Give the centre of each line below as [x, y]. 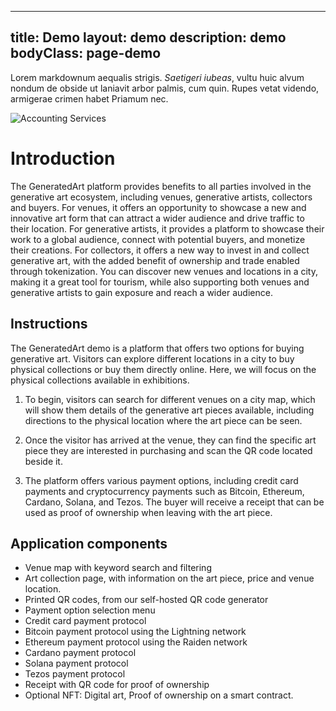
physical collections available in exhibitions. [100, 380]
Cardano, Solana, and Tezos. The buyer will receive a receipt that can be [174, 502]
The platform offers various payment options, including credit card [161, 480]
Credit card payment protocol [85, 621]
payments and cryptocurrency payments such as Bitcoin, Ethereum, [164, 491]
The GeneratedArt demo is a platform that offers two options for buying [157, 348]
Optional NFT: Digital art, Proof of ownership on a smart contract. [159, 695]
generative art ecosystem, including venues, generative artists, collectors [161, 197]
